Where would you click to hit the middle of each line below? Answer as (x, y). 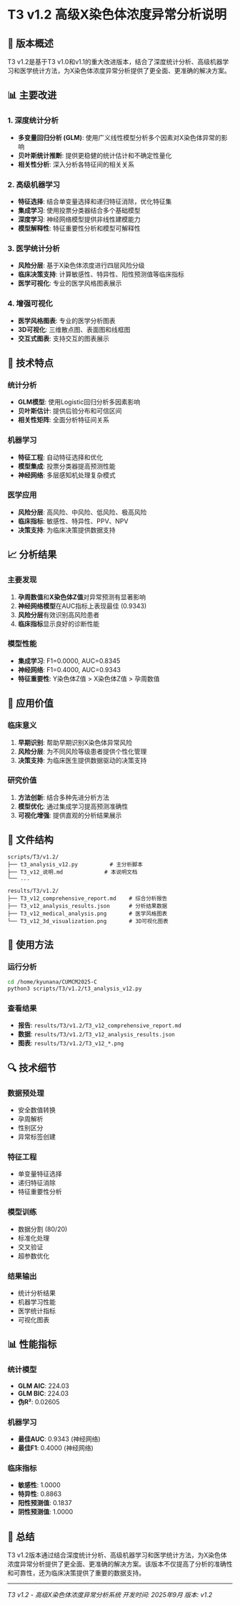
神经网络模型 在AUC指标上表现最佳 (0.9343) (82, 606)
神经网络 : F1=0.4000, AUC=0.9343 (69, 669)
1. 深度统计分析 (33, 121)
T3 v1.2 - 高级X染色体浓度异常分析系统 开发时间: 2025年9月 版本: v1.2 (110, 1595)
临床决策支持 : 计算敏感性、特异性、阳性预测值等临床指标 (101, 274)
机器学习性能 (36, 1301)
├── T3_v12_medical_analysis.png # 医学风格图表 (87, 914)
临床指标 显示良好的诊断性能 (59, 624)
